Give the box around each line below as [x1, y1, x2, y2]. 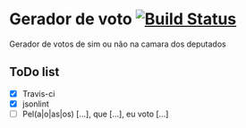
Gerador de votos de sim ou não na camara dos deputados [9, 38, 226, 49]
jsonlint [21, 98, 49, 109]
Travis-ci [21, 88, 55, 98]
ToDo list [9, 64, 60, 80]
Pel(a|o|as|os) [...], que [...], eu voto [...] [21, 108, 169, 119]
